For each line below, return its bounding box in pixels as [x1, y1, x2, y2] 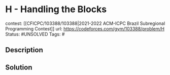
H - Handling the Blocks [5, 4, 107, 15]
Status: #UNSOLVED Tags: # [5, 31, 65, 37]
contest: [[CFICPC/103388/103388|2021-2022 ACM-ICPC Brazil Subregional [5, 20, 165, 26]
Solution [5, 63, 32, 71]
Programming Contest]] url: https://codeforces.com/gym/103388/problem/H [5, 25, 165, 31]
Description [5, 46, 43, 54]
